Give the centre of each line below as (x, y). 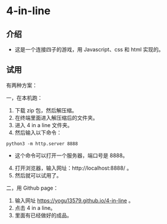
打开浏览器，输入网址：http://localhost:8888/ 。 (73, 168)
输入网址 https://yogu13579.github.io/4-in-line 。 (74, 200)
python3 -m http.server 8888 (42, 144)
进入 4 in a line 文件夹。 (44, 125)
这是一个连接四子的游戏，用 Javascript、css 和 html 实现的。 (89, 49)
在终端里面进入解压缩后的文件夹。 (56, 118)
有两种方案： (22, 85)
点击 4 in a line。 (35, 207)
